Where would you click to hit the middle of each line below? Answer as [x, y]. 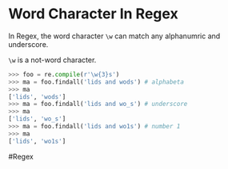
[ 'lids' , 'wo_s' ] [37, 119]
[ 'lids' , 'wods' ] [37, 96]
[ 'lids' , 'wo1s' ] [37, 141]
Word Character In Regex [93, 14]
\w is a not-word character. [52, 60]
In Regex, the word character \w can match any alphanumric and [114, 36]
